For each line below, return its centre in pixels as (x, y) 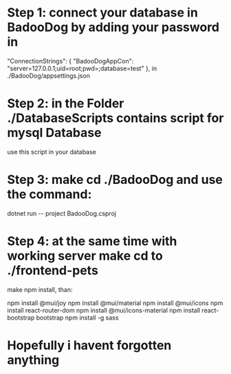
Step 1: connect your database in (102, 13)
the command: (49, 195)
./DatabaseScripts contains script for (115, 118)
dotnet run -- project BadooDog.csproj (62, 213)
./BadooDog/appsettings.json (49, 75)
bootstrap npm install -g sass (77, 318)
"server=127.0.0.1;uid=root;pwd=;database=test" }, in (82, 68)
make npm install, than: (40, 289)
